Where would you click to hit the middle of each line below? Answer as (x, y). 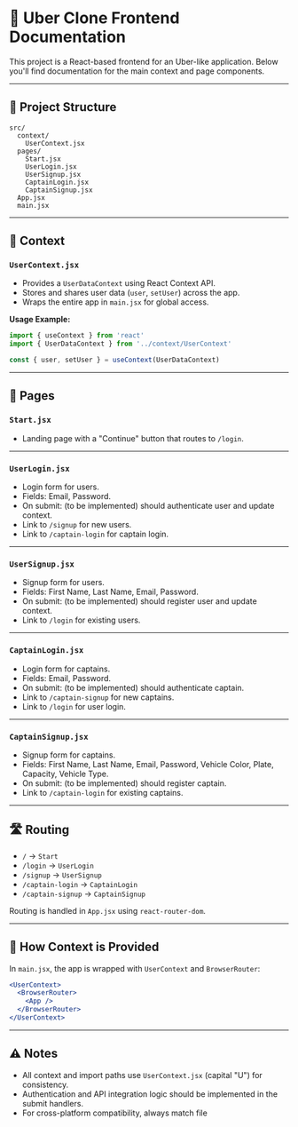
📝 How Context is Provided (84, 947)
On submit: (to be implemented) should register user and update (139, 601)
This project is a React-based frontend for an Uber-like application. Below (144, 61)
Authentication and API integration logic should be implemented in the (149, 1094)
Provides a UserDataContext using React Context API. (118, 283)
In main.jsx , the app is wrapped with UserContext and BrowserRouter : (135, 968)
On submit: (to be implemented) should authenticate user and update (148, 506)
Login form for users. (61, 487)
